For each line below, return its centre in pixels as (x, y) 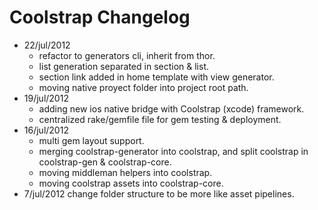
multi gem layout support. (91, 140)
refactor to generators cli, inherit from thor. (127, 55)
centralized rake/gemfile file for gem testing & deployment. (160, 119)
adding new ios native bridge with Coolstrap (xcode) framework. (171, 108)
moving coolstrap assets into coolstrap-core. (131, 183)
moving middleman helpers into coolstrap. (125, 172)
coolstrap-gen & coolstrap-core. (105, 162)
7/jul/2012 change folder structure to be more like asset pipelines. (159, 193)
